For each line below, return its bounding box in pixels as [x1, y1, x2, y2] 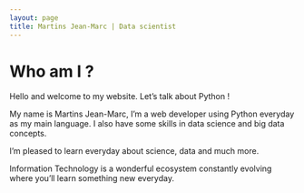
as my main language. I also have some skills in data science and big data [9, 118, 285, 129]
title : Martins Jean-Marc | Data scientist [9, 22, 177, 31]
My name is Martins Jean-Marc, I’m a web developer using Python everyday [9, 108, 295, 119]
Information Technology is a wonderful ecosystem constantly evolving [9, 163, 272, 174]
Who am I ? [9, 61, 94, 82]
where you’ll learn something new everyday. [9, 173, 175, 184]
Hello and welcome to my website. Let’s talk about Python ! [9, 91, 230, 102]
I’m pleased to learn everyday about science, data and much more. [9, 146, 260, 157]
